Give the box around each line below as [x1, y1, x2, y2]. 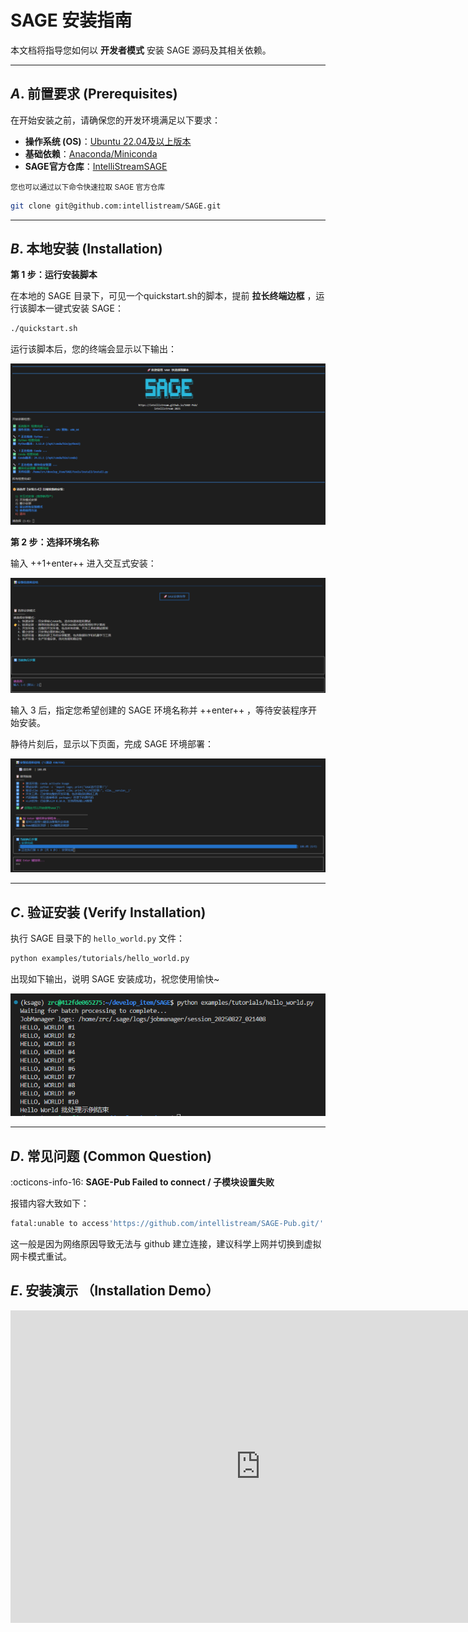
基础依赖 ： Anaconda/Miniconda [24, 147, 158, 160]
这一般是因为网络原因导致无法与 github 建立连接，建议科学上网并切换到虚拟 [10, 1238, 322, 1250]
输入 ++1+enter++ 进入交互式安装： [10, 557, 157, 570]
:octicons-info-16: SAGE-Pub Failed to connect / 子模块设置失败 [10, 1176, 275, 1188]
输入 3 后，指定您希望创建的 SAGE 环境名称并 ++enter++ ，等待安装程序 [10, 704, 309, 716]
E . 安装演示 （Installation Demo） [10, 1282, 220, 1300]
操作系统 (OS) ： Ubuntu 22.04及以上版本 [24, 135, 192, 147]
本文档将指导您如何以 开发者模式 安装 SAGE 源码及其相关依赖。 [10, 44, 272, 56]
